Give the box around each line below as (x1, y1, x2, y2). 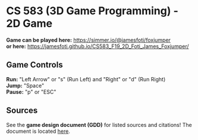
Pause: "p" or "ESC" (6, 88, 56, 96)
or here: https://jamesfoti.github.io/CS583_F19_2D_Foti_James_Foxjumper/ (6, 43, 189, 50)
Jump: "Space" (6, 82, 45, 89)
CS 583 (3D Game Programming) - (6, 4, 178, 18)
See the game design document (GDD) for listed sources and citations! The (6, 121, 192, 128)
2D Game (6, 17, 52, 30)
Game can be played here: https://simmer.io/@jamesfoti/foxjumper (6, 36, 171, 43)
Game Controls (6, 60, 64, 70)
